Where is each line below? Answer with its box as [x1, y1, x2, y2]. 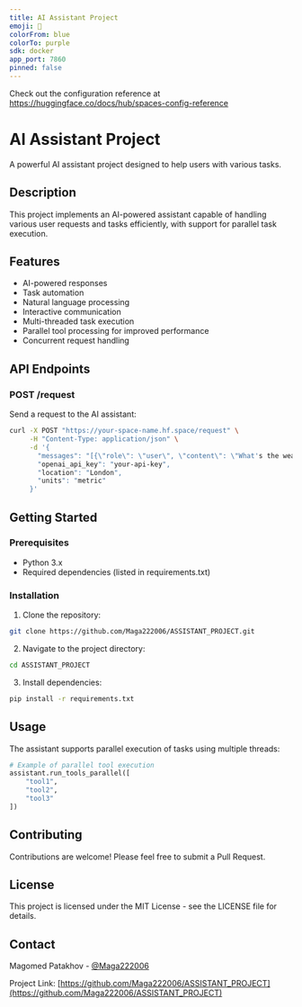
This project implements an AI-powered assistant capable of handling [9, 209, 267, 220]
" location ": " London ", [37, 468, 123, 477]
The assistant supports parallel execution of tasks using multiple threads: [9, 743, 280, 754]
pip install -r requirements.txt [9, 694, 135, 703]
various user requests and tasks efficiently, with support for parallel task [9, 218, 277, 229]
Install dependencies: [22, 677, 102, 688]
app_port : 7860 [9, 55, 67, 64]
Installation [9, 589, 60, 601]
